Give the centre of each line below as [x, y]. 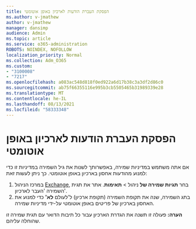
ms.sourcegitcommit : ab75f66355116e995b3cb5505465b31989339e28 [85, 88]
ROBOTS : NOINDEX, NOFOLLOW [39, 50]
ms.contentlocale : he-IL [36, 98]
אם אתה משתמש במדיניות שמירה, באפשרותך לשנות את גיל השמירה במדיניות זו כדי [98, 167]
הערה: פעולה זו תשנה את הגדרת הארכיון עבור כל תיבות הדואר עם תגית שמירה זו [94, 215]
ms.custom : [19, 66]
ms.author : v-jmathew [32, 17]
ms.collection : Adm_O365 [36, 60]
